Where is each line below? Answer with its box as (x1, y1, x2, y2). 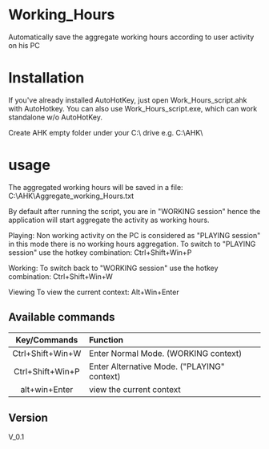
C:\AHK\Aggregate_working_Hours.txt (8, 191, 134, 200)
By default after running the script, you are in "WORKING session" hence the (8, 206, 261, 216)
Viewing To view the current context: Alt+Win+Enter (8, 287, 179, 297)
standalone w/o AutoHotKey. (8, 112, 102, 122)
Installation (8, 69, 85, 87)
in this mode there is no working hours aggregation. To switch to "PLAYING (8, 239, 256, 249)
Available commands (8, 310, 115, 324)
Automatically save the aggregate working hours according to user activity (8, 32, 255, 42)
